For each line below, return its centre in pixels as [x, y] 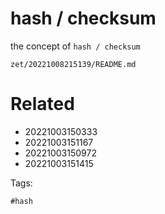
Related [42, 104]
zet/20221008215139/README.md [73, 64]
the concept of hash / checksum [75, 46]
